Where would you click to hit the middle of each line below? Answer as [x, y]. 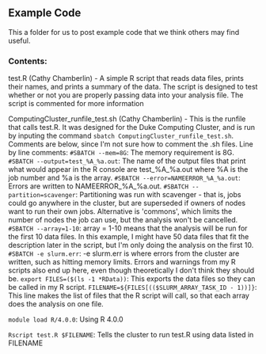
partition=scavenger [42, 196]
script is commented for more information [76, 104]
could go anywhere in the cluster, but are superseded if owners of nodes [127, 203]
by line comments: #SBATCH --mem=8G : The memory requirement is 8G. [122, 153]
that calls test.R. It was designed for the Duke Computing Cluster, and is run [132, 128]
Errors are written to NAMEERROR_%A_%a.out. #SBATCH [98, 186]
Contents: [28, 61]
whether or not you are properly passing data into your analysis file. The [126, 95]
